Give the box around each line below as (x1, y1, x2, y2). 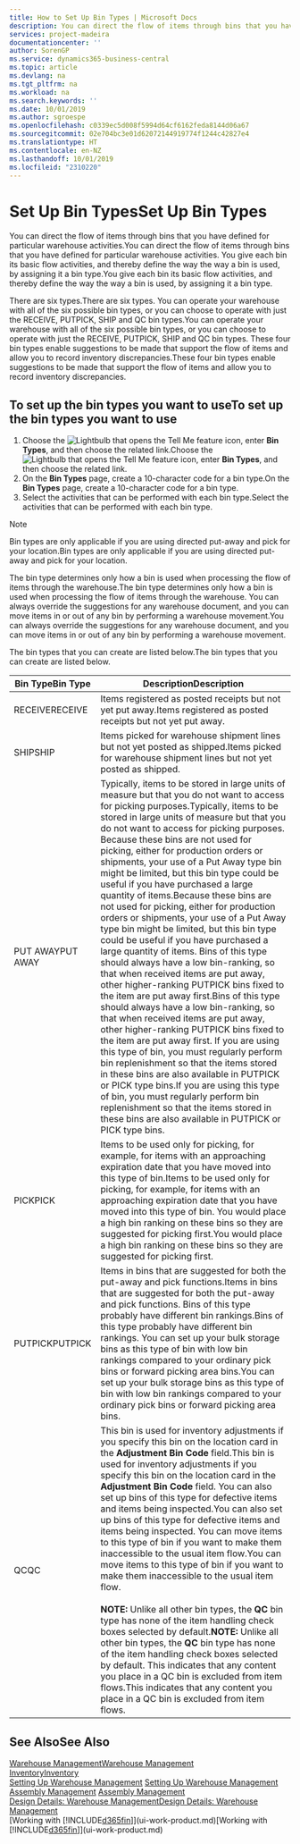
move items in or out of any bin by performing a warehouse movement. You (9, 610, 284, 621)
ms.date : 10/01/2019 (9, 105, 87, 114)
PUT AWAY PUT (13, 945, 79, 957)
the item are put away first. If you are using (100, 1034, 279, 1047)
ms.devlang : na (9, 72, 66, 80)
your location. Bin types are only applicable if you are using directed (9, 546, 258, 557)
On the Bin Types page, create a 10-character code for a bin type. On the (21, 473, 290, 484)
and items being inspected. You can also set (100, 1503, 283, 1515)
